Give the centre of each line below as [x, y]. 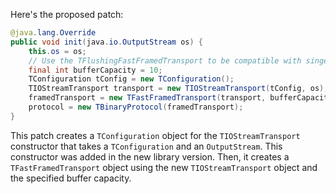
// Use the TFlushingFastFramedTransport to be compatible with [165, 60]
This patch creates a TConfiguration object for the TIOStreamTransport [155, 135]
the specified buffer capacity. [71, 178]
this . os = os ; [57, 51]
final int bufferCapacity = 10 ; [95, 70]
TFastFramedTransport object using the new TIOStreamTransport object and [164, 167]
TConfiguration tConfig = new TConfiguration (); [131, 79]
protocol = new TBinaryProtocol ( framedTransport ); [136, 107]
